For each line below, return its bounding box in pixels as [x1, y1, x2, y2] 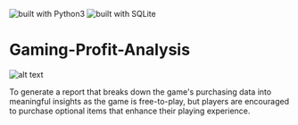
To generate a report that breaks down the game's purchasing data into [9, 86, 272, 97]
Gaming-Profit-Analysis [9, 40, 190, 60]
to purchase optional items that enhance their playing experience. [9, 105, 251, 116]
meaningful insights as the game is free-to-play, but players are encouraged [9, 96, 290, 106]
